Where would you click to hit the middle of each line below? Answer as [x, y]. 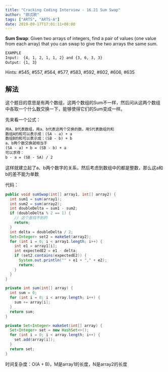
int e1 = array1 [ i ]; [36, 246]
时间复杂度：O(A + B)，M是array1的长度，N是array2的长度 [66, 364]
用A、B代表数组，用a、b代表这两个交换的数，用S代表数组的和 [60, 129]
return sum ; [22, 312]
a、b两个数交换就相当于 [26, 143]
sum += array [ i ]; [33, 302]
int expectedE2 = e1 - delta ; [46, 251]
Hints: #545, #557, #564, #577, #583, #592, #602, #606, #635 [70, 72]
